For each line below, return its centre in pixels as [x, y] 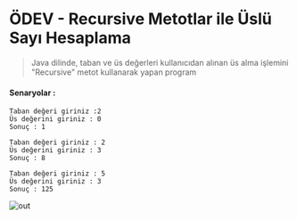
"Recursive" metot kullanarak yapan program [114, 72]
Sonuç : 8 [28, 158]
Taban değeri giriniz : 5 [57, 174]
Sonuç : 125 [31, 190]
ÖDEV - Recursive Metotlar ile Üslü [140, 19]
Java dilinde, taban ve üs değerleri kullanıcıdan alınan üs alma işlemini [160, 62]
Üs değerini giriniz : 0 [55, 119]
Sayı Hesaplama [70, 38]
